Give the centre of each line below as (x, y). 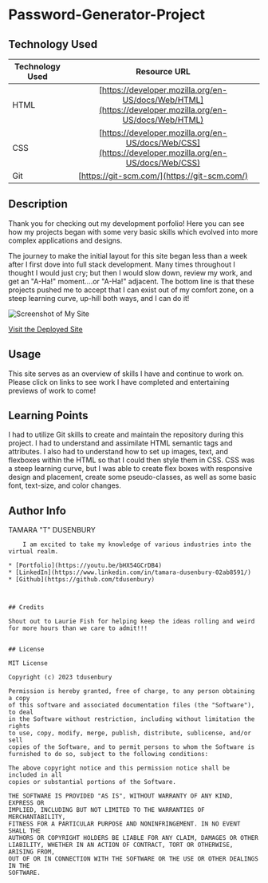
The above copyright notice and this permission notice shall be (119, 768)
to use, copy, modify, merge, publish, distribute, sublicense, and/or (130, 733)
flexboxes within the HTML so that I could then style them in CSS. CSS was (132, 460)
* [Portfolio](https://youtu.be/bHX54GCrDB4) (85, 566)
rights (19, 727)
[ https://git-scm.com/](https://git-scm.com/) (164, 176)
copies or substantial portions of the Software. (93, 782)
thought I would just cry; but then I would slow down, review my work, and (130, 272)
